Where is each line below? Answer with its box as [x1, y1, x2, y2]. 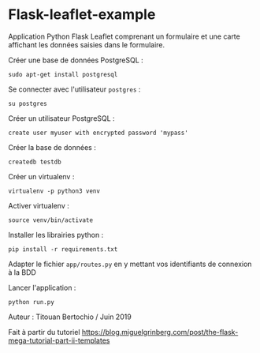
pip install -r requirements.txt [8, 245, 118, 253]
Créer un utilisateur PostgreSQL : [8, 113, 116, 123]
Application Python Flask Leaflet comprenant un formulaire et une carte [8, 32, 240, 41]
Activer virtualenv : [8, 201, 69, 210]
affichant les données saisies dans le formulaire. [8, 39, 165, 49]
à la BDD [8, 267, 37, 277]
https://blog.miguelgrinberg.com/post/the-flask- [81, 327, 239, 336]
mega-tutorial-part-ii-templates [8, 336, 110, 345]
